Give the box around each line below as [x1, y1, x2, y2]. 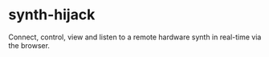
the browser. [8, 40, 51, 50]
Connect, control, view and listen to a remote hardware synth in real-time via [8, 32, 262, 42]
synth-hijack [8, 6, 96, 24]
